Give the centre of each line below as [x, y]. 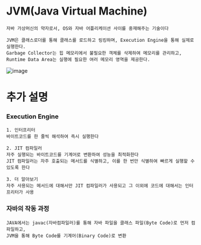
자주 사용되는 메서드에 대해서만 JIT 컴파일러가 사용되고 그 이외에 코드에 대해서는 [94, 186]
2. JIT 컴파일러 [24, 149]
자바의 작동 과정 [28, 209]
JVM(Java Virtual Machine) [77, 11]
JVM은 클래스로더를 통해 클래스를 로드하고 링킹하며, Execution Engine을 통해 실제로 [100, 40]
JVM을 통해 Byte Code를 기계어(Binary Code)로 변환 [66, 236]
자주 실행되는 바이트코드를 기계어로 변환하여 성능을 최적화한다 [73, 155]
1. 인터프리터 [21, 130]
